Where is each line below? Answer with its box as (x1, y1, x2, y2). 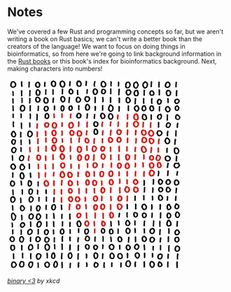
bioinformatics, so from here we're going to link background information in (7, 50, 222, 58)
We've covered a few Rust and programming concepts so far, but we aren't (7, 27, 224, 36)
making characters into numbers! (7, 64, 103, 73)
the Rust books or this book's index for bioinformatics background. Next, (7, 57, 217, 65)
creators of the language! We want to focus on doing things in (7, 42, 185, 50)
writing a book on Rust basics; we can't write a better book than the (7, 34, 203, 43)
